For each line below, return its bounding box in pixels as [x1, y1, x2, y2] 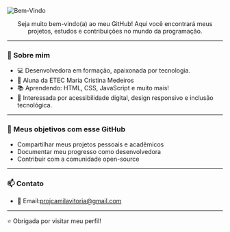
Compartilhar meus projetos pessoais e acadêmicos [16, 140, 164, 149]
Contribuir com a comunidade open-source [16, 155, 140, 163]
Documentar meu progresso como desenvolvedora [16, 147, 162, 155]
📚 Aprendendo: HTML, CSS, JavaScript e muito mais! [16, 84, 170, 92]
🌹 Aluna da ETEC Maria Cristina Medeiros [16, 76, 135, 85]
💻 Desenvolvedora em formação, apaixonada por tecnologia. [16, 66, 190, 75]
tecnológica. [16, 101, 53, 109]
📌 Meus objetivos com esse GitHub [7, 125, 125, 134]
